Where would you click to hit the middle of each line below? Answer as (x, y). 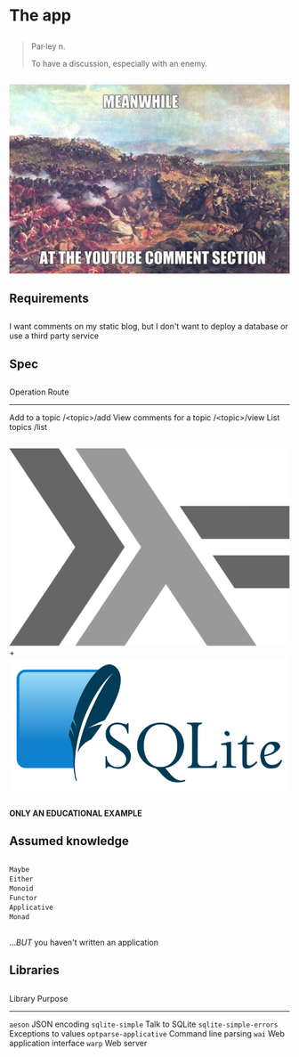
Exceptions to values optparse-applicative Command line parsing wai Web (147, 1033)
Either (21, 879)
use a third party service (54, 336)
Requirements (49, 299)
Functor (24, 898)
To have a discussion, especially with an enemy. (119, 63)
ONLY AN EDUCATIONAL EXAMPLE (76, 813)
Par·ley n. (48, 46)
